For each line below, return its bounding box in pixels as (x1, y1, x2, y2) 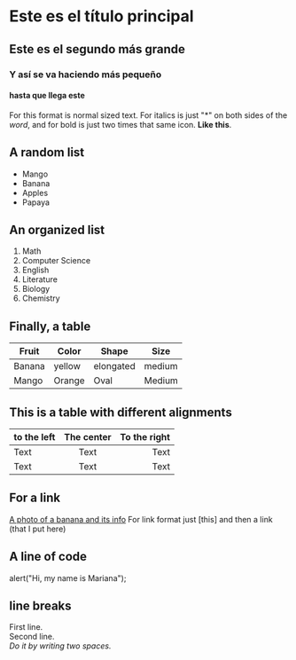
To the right (120, 430, 171, 443)
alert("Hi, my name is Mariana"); (9, 572, 127, 583)
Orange (53, 374, 86, 387)
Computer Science (21, 255, 91, 266)
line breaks (9, 598, 73, 613)
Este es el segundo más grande (9, 42, 186, 57)
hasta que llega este (9, 90, 86, 101)
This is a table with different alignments (9, 405, 232, 420)
